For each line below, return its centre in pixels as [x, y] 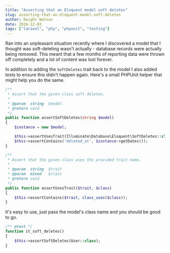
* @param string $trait [35, 169]
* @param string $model [35, 104]
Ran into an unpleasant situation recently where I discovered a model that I [83, 43]
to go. [11, 217]
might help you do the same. [35, 80]
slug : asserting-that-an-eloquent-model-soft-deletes [63, 15]
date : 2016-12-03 [24, 24]
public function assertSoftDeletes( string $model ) [60, 118]
